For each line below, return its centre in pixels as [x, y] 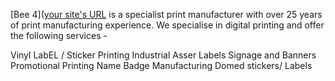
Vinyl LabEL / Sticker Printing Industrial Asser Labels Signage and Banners [163, 55]
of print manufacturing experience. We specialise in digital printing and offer [167, 25]
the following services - [59, 35]
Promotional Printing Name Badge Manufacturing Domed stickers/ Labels [161, 65]
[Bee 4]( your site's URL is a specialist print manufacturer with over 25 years [166, 14]
